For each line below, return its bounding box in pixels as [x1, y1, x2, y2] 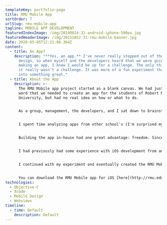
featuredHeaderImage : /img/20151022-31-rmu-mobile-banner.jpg [5, 35, 137, 40]
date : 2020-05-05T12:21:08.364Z [5, 40, 72, 45]
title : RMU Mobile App [5, 12, 52, 17]
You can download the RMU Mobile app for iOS [18, 175, 114, 180]
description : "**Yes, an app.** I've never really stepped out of [14, 53, 155, 59]
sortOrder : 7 [5, 16, 32, 21]
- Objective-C [9, 185, 39, 190]
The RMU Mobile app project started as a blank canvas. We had [18, 86, 153, 91]
